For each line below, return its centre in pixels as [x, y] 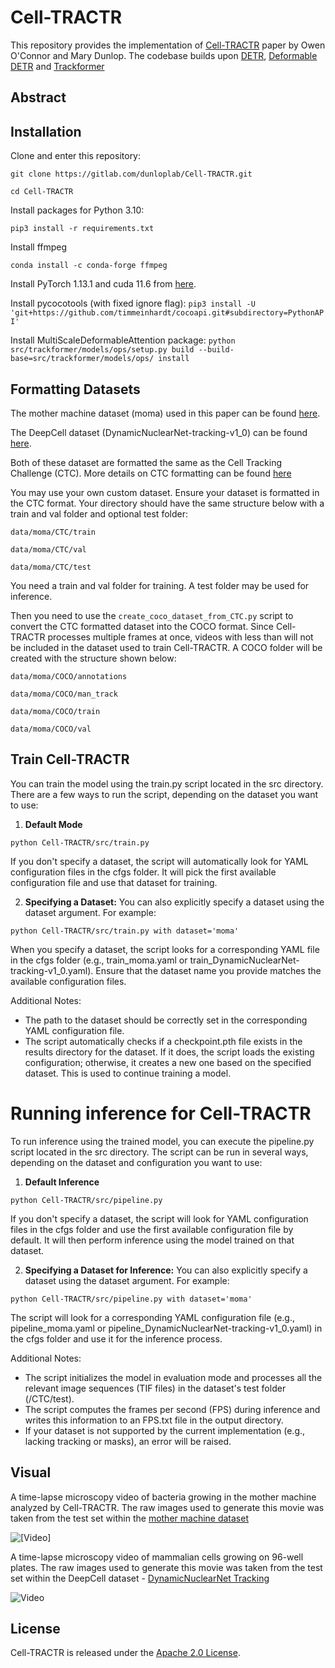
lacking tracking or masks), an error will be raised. [128, 1441]
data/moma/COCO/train [55, 711]
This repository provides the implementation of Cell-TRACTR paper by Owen [168, 45]
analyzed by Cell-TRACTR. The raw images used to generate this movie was [167, 1507]
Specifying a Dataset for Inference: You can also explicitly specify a [166, 1270]
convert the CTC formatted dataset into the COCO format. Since [142, 626]
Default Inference [62, 1182]
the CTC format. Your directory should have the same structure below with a [167, 503]
